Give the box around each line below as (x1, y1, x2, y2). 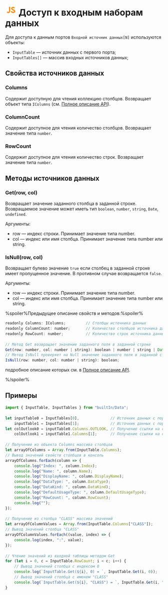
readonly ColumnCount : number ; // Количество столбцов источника (5, 326, 157, 331)
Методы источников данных (5, 174, 99, 182)
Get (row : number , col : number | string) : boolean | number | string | (5, 347, 155, 352)
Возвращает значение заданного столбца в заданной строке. (5, 200, 136, 206)
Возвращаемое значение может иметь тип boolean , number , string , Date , (5, 205, 158, 212)
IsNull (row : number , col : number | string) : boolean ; (5, 358, 120, 363)
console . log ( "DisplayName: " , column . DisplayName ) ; (14, 474, 124, 479)
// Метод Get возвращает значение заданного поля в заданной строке (5, 342, 151, 347)
